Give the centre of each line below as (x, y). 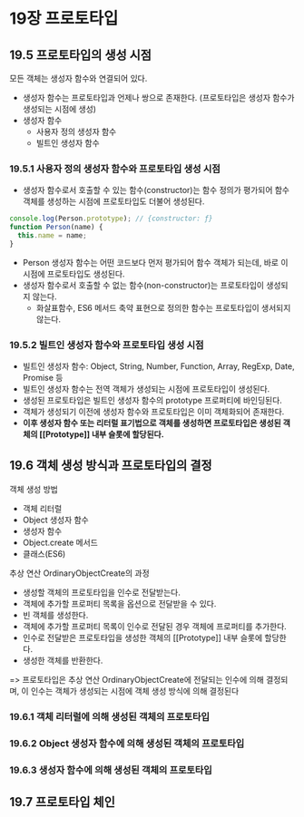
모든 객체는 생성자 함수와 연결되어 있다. (78, 78)
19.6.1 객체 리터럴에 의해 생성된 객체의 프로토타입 (110, 716)
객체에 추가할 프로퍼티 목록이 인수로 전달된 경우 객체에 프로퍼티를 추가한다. (155, 626)
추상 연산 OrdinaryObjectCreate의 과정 (79, 573)
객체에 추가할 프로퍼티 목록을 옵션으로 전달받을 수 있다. (119, 603)
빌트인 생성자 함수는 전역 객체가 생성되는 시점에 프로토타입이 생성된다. (146, 389)
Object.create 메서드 (60, 542)
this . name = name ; (53, 236)
